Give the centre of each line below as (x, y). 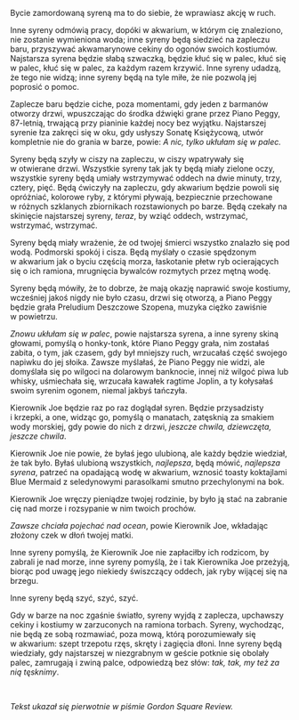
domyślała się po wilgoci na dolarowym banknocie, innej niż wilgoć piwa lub (149, 372)
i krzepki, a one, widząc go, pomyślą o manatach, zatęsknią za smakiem (142, 417)
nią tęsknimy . (35, 672)
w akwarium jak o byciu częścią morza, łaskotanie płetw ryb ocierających (145, 261)
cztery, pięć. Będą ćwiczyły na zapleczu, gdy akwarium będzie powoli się (145, 187)
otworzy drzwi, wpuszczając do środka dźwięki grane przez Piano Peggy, (145, 113)
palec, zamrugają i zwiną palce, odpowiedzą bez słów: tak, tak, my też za (145, 663)
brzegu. (24, 581)
